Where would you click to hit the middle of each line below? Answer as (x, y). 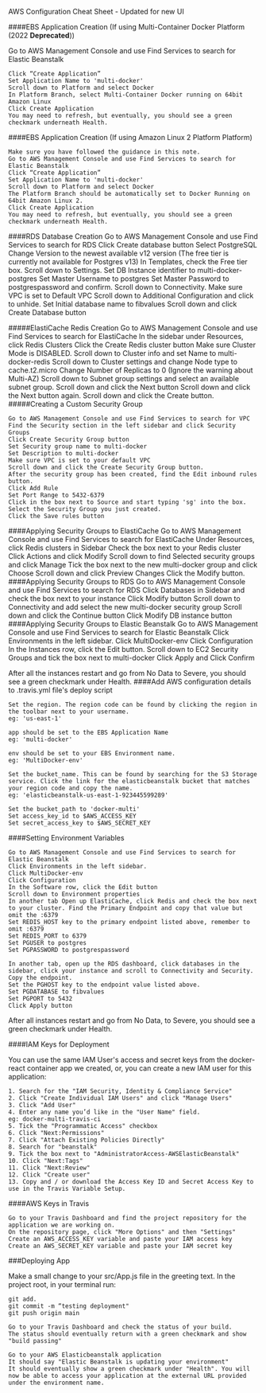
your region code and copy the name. (71, 788)
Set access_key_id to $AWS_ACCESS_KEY (72, 816)
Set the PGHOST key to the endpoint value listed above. (104, 985)
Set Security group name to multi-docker (78, 447)
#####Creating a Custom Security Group (75, 404)
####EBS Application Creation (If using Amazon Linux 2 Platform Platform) (130, 137)
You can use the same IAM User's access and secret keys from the (118, 1059)
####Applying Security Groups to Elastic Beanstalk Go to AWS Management (133, 624)
